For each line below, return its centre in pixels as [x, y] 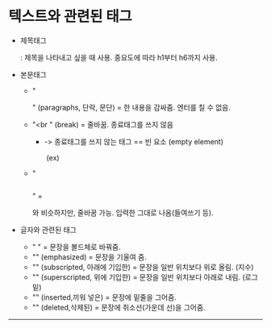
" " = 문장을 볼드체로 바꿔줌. [76, 247]
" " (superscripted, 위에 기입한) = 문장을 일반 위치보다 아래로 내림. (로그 [145, 277]
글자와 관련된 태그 [48, 230]
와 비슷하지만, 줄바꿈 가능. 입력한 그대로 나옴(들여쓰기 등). [123, 212]
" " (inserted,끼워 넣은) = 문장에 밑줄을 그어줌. [104, 297]
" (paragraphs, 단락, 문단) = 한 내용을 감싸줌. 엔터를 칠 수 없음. [131, 107]
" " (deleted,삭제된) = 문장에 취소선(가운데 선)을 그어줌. [119, 307]
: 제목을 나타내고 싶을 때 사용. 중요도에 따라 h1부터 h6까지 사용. [119, 57]
